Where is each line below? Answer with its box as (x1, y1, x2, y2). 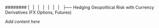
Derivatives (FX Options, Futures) (5, 9, 72, 15)
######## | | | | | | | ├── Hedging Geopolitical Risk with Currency (5, 5, 154, 10)
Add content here (5, 19, 40, 24)
